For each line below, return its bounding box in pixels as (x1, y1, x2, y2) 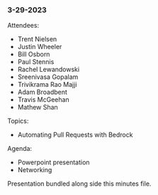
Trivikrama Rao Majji (17, 80, 77, 89)
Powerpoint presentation (17, 158, 90, 167)
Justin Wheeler (17, 43, 62, 51)
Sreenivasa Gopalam (17, 73, 79, 81)
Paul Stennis (17, 58, 55, 66)
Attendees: (7, 21, 40, 30)
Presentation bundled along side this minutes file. (7, 179, 152, 188)
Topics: (7, 117, 29, 125)
